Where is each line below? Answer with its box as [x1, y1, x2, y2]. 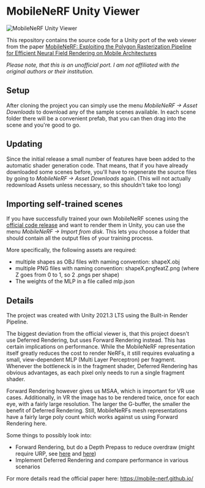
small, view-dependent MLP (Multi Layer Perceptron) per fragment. [6, 356, 176, 363]
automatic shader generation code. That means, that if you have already [6, 161, 188, 169]
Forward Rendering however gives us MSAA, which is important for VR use [6, 387, 195, 395]
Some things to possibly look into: [6, 432, 92, 439]
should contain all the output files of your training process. [6, 234, 154, 242]
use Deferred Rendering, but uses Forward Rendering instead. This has [6, 336, 185, 344]
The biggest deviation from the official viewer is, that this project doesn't [6, 330, 190, 338]
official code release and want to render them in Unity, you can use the [6, 221, 185, 229]
